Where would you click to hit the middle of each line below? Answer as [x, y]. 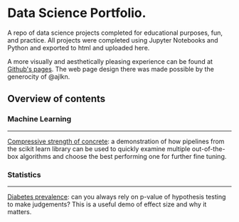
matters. [20, 211]
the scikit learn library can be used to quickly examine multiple [99, 149]
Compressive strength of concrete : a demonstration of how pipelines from [116, 141]
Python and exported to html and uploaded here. [79, 48]
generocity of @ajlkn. [39, 77]
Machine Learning [39, 119]
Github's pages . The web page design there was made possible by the [111, 69]
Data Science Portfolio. [77, 13]
